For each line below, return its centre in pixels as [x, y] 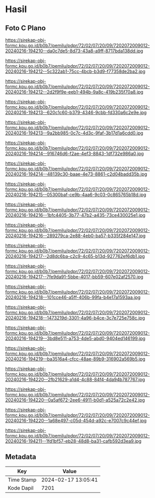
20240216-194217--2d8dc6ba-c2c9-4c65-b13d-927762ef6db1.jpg [75, 256]
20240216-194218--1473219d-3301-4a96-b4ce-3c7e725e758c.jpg [75, 318]
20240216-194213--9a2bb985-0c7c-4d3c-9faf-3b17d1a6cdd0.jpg [74, 133]
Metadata [21, 457]
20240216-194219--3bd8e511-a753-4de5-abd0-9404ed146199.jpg [75, 338]
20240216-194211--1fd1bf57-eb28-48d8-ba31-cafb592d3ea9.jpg [73, 441]
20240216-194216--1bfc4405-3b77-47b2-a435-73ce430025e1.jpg [75, 215]
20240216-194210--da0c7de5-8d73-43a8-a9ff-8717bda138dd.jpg [74, 51]
